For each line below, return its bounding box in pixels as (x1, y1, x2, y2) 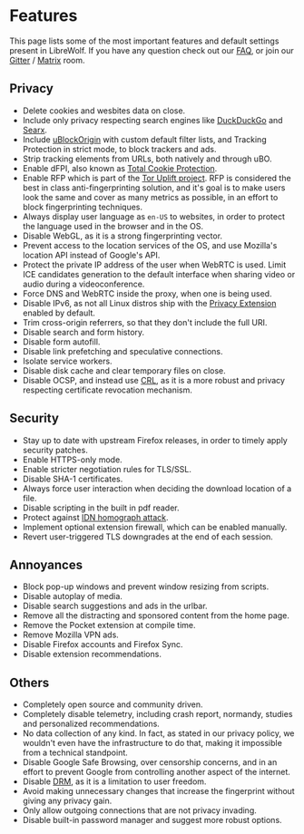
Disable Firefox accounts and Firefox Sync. (22, 639, 183, 650)
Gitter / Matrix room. (9, 54, 85, 65)
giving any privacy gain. (22, 795, 113, 807)
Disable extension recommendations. (22, 649, 162, 660)
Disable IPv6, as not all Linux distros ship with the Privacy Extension (22, 297, 277, 308)
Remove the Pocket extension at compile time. (22, 620, 197, 631)
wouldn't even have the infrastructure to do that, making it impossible (22, 738, 283, 749)
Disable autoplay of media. (22, 591, 123, 602)
